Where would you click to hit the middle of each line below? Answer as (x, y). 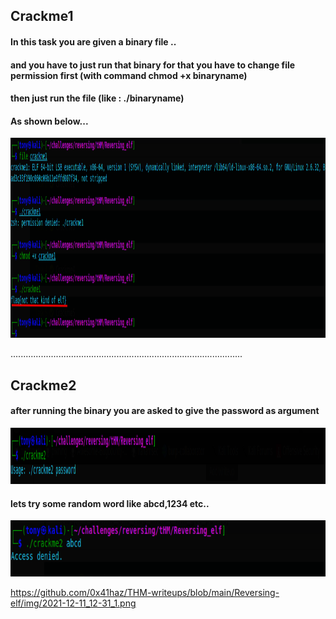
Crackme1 (42, 16)
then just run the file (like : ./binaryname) (97, 98)
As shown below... (49, 121)
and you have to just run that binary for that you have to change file (153, 65)
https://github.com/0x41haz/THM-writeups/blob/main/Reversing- (145, 593)
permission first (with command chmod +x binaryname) (129, 75)
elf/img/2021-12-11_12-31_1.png (73, 603)
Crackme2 (43, 385)
